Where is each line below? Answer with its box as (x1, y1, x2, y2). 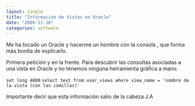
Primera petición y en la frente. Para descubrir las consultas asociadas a (6, 59, 181, 66)
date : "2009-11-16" (6, 19, 54, 25)
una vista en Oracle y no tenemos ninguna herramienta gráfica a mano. (6, 65, 178, 72)
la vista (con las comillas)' (6, 83, 80, 89)
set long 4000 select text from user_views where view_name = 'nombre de (6, 78, 189, 84)
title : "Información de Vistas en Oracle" (6, 14, 112, 20)
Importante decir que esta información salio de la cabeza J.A (6, 93, 154, 100)
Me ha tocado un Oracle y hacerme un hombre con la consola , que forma (6, 41, 185, 48)
